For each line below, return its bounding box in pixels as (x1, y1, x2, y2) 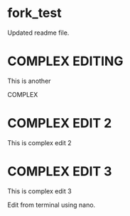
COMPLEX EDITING (7, 53, 124, 69)
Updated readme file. (7, 28, 70, 37)
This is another (7, 76, 51, 85)
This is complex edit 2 (7, 138, 72, 147)
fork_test (7, 5, 62, 21)
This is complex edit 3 (7, 186, 72, 195)
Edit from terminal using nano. (7, 200, 96, 209)
